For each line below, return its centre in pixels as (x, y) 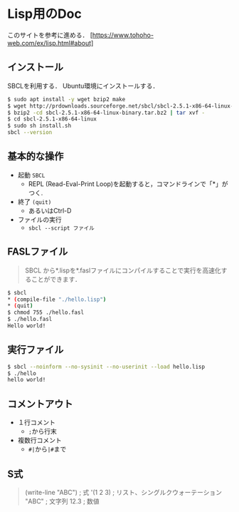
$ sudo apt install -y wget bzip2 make (67, 99)
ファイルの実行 (39, 219)
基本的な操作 (36, 157)
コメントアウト (40, 404)
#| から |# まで (47, 449)
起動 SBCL (31, 175)
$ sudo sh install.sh (39, 126)
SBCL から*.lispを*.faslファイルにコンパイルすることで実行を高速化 (123, 270)
